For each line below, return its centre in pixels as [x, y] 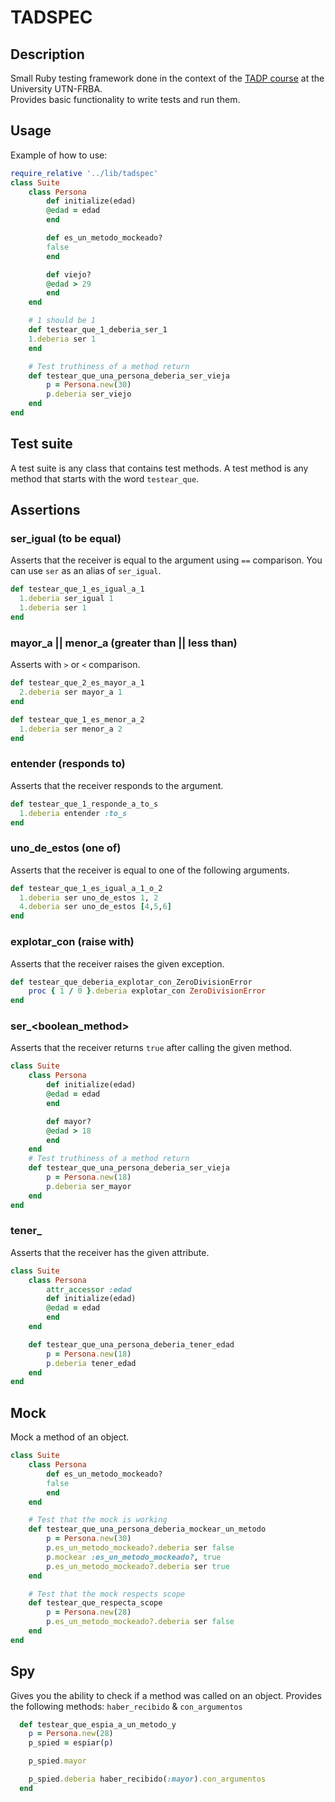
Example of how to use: [59, 155]
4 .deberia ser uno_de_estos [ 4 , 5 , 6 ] [95, 907]
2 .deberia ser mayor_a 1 [71, 692]
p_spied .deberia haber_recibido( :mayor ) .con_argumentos [147, 1779]
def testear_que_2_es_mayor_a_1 [77, 683]
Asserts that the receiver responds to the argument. [117, 785]
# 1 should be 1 [62, 321]
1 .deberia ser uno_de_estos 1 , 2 [89, 897]
